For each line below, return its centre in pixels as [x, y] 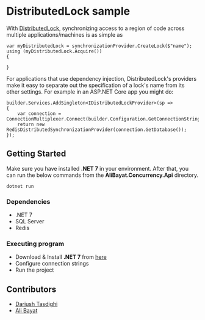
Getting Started [36, 154]
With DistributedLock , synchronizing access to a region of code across [95, 28]
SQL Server [30, 221]
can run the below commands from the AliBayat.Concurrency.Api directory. [103, 175]
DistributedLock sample [68, 11]
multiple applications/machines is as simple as [65, 34]
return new [31, 124]
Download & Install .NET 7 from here [61, 257]
